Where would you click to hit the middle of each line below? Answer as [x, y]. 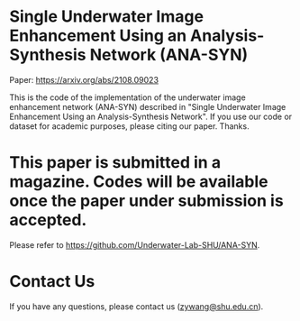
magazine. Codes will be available [139, 182]
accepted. [48, 220]
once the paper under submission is [146, 201]
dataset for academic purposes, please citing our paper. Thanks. [129, 126]
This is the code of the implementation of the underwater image [127, 97]
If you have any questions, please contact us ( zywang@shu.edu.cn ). [136, 306]
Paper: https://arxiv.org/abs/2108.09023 [84, 79]
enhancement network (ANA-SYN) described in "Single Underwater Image [148, 106]
